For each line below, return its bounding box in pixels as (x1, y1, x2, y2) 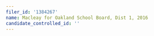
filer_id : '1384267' (5, 9, 59, 15)
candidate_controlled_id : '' (5, 20, 80, 26)
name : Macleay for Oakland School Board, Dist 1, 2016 (5, 15, 148, 21)
